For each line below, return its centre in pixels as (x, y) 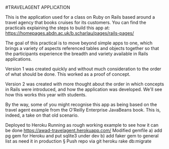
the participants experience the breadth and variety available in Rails (77, 54)
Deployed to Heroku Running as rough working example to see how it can (82, 125)
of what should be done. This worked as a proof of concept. (68, 74)
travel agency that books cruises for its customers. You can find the (76, 22)
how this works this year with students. (46, 95)
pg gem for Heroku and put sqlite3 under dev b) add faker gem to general (82, 136)
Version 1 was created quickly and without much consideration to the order (83, 69)
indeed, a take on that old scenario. (42, 115)
